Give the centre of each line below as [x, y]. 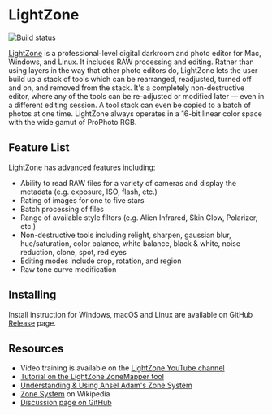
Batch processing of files [62, 209]
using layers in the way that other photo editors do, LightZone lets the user [133, 70]
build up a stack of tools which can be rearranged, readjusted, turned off [130, 79]
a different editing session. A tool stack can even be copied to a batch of [130, 105]
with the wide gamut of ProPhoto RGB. [73, 122]
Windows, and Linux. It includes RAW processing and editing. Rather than [131, 62]
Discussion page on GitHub [66, 403]
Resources [36, 348]
